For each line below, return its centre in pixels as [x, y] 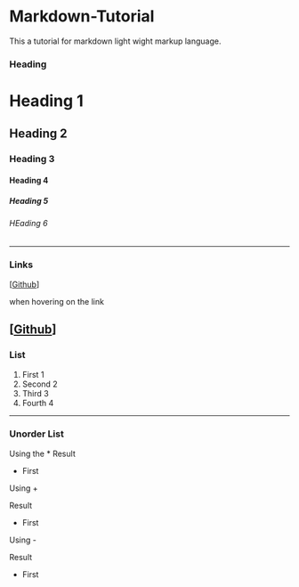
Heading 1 [47, 101]
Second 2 [40, 384]
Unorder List [36, 434]
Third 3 [35, 393]
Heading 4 [29, 180]
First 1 [33, 374]
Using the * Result [42, 453]
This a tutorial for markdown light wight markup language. [115, 41]
